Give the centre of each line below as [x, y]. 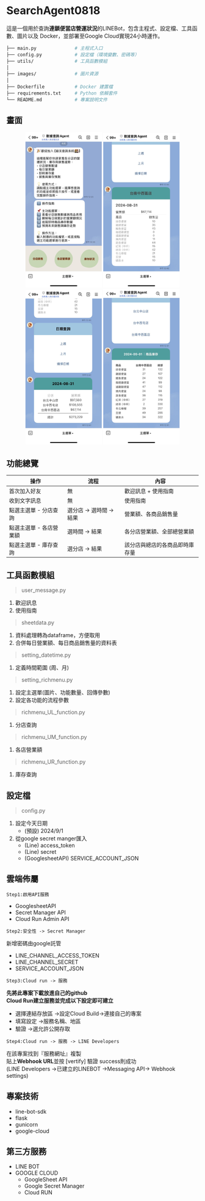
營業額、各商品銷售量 [151, 514]
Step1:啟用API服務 [28, 895]
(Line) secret [40, 852]
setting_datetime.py [46, 655]
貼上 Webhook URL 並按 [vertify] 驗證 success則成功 [71, 1061]
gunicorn [27, 1124]
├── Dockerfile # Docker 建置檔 [60, 87]
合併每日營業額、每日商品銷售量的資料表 [66, 643]
